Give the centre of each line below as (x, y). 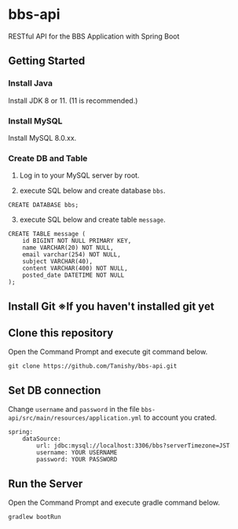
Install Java (31, 83)
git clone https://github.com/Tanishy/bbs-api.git (93, 366)
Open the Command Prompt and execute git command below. (108, 352)
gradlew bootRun (35, 517)
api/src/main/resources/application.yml (75, 418)
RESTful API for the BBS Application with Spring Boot (94, 36)
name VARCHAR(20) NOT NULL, (68, 248)
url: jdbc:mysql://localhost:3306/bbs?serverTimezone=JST (133, 446)
